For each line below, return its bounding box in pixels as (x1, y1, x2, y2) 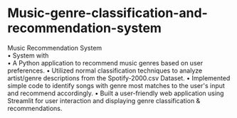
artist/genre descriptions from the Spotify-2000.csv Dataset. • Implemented (7, 73, 231, 82)
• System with (7, 51, 49, 60)
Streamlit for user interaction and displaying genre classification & (7, 96, 201, 104)
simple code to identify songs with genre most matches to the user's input (7, 81, 226, 90)
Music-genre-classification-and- (7, 5, 208, 21)
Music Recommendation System (7, 43, 102, 52)
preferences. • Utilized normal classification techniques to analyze (7, 66, 203, 75)
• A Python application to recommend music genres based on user (7, 58, 204, 67)
